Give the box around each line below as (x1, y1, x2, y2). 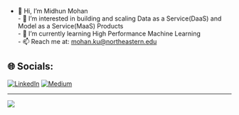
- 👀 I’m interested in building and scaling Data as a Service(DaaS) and (17, 14, 222, 23)
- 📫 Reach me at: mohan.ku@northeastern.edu (17, 38, 157, 45)
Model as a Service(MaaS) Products (17, 22, 124, 30)
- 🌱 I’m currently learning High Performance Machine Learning (17, 29, 201, 38)
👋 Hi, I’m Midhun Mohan (17, 7, 88, 15)
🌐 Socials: (7, 60, 54, 72)
